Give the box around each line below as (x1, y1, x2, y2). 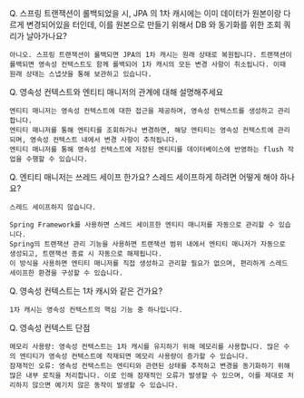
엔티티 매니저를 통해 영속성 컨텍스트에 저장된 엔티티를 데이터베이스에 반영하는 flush (9, 145, 284, 154)
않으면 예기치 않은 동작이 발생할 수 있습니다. (31, 381, 179, 390)
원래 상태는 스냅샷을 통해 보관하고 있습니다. (9, 70, 152, 79)
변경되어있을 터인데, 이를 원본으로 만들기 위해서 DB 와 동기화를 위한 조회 (25, 19, 281, 30)
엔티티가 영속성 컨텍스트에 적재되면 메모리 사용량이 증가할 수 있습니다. (19, 352, 250, 361)
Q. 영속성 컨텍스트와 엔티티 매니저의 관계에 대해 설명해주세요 (9, 87, 224, 97)
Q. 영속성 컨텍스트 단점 (9, 323, 91, 333)
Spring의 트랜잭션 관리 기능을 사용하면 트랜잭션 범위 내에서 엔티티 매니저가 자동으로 (9, 239, 286, 248)
